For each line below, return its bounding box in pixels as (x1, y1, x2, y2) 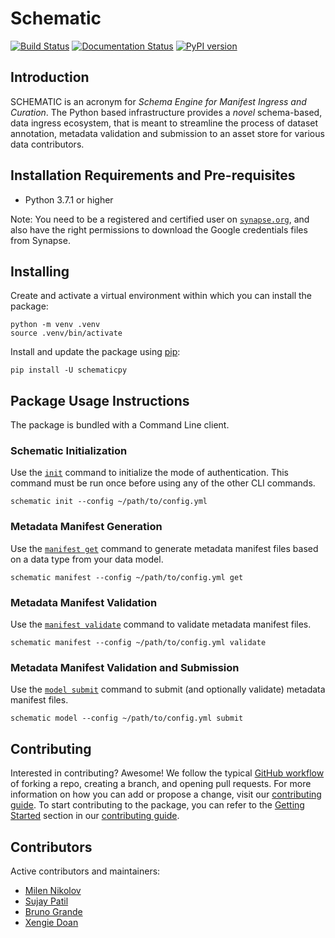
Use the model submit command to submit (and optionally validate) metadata (10, 683, 326, 696)
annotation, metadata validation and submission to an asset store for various (10, 127, 325, 139)
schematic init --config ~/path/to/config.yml (10, 497, 208, 507)
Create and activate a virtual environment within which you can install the (10, 290, 313, 302)
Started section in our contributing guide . (10, 810, 180, 822)
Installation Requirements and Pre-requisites (10, 167, 296, 184)
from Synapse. (10, 234, 71, 246)
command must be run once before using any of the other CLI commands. (10, 477, 316, 489)
